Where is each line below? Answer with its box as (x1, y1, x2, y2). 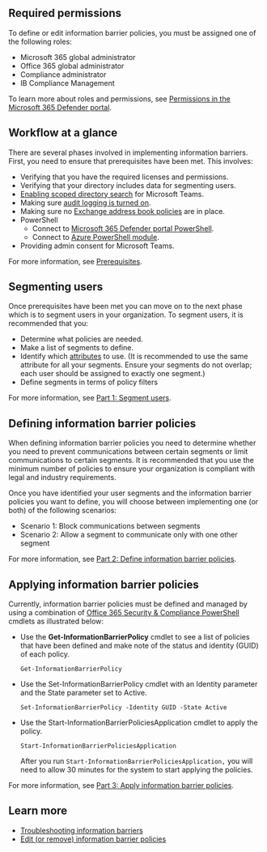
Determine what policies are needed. (19, 334, 143, 344)
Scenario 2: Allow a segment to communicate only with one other (19, 530, 239, 540)
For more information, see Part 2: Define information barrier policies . (8, 554, 237, 564)
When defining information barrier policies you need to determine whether (8, 438, 256, 448)
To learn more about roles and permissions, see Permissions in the (8, 93, 231, 104)
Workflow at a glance (8, 126, 118, 140)
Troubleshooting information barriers (19, 825, 143, 835)
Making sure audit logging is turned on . (19, 198, 151, 208)
